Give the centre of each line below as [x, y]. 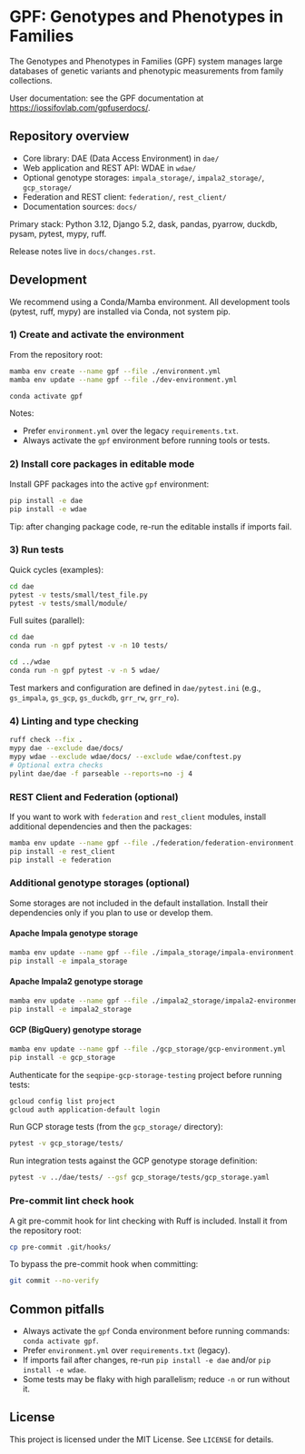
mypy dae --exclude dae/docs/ [67, 748]
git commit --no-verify [54, 1281]
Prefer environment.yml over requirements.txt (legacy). [126, 1350]
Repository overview [69, 137]
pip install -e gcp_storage [63, 1057]
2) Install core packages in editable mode [102, 464]
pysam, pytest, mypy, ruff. [58, 233]
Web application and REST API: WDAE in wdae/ [109, 168]
